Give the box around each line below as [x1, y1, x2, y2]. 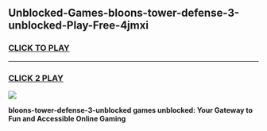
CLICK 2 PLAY [8, 72, 64, 83]
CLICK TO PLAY [8, 43, 70, 54]
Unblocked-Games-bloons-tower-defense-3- [8, 6, 240, 20]
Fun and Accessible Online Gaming [8, 114, 126, 123]
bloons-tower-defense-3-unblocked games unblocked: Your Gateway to [8, 105, 253, 114]
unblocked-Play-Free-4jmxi [8, 19, 149, 33]
